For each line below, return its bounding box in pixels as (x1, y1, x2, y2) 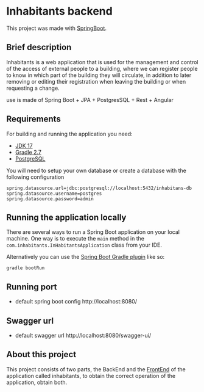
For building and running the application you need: (6, 130, 133, 137)
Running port (6, 281, 57, 292)
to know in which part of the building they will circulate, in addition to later (6, 71, 192, 79)
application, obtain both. (6, 379, 68, 386)
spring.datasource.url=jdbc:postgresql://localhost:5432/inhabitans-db (6, 185, 192, 191)
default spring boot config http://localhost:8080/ (15, 298, 137, 305)
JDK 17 (15, 142, 33, 149)
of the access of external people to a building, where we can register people (6, 65, 198, 72)
